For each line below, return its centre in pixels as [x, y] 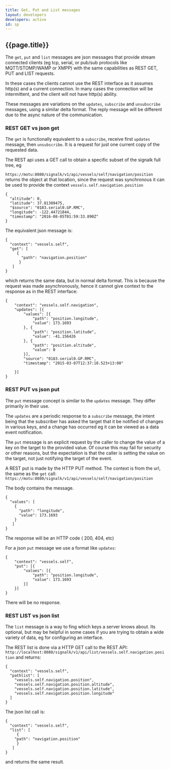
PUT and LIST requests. [30, 73]
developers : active [26, 19]
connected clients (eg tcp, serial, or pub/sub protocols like [66, 63]
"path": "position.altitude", [64, 345]
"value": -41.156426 [54, 337]
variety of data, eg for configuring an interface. [55, 637]
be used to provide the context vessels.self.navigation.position [74, 185]
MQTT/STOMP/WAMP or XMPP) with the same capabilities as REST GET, [82, 68]
